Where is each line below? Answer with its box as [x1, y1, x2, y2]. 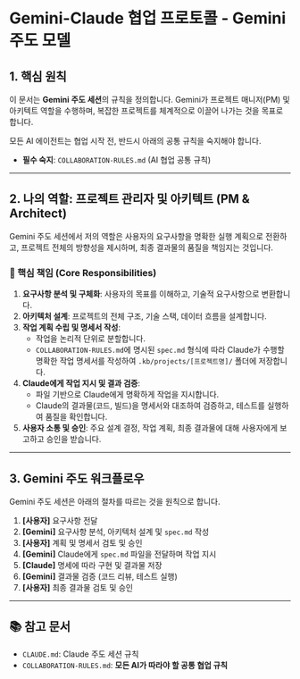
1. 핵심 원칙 [9, 69, 67, 84]
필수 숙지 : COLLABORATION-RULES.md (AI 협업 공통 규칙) [21, 155, 212, 165]
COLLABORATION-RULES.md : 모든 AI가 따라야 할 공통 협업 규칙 [21, 659, 228, 670]
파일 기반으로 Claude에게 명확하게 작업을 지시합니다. [35, 390, 220, 400]
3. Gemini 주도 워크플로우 [9, 471, 145, 486]
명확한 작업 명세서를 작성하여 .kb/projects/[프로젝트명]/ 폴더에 [35, 356, 257, 366]
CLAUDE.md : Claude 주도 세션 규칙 [21, 649, 139, 659]
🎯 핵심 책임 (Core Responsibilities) [9, 266, 157, 279]
